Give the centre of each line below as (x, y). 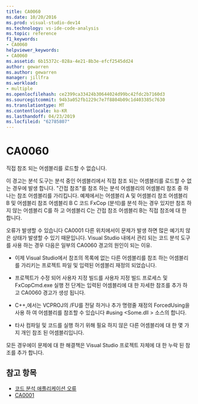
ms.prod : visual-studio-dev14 (43, 23)
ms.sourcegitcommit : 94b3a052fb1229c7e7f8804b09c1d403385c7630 (86, 100)
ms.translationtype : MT (35, 105)
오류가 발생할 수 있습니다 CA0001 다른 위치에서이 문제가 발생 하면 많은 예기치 (95, 230)
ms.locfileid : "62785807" (38, 122)
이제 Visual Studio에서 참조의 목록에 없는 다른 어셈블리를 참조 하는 (91, 258)
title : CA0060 (24, 12)
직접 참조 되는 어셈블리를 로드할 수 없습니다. (57, 168)
